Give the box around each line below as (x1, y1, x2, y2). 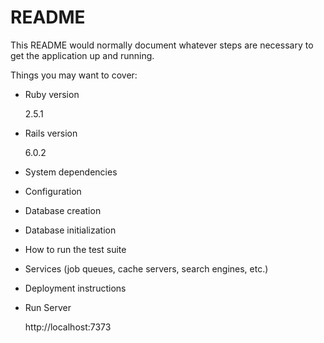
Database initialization (24, 224, 117, 236)
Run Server (24, 301, 72, 313)
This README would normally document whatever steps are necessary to (10, 39, 314, 51)
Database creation (24, 204, 102, 216)
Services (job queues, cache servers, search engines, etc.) (24, 262, 269, 275)
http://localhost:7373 (24, 321, 112, 333)
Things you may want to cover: (10, 69, 138, 81)
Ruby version (24, 88, 80, 100)
